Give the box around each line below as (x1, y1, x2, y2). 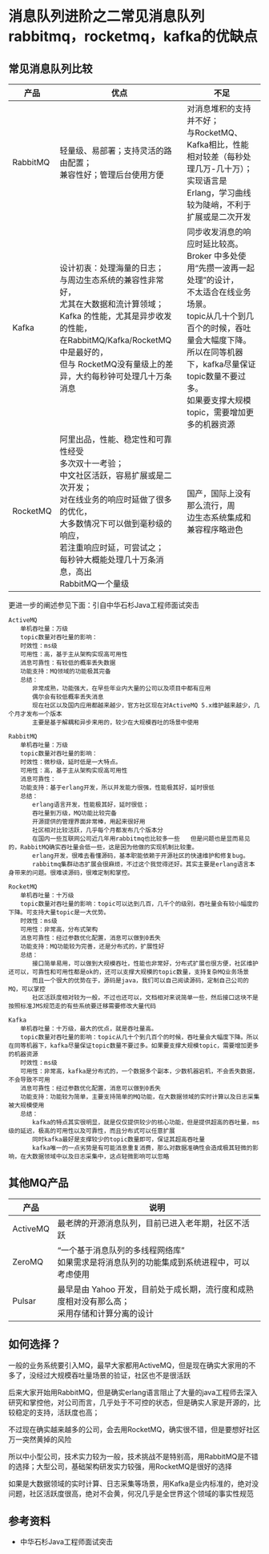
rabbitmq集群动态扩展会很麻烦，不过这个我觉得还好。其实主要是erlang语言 (31, 860, 250, 868)
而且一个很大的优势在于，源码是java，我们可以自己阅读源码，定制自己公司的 (31, 977, 250, 985)
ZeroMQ (12, 1256, 44, 1267)
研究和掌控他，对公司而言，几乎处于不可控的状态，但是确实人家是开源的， (8, 1397, 254, 1407)
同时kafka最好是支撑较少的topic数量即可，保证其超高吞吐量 (31, 1135, 206, 1143)
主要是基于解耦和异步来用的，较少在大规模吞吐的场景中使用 (31, 718, 199, 726)
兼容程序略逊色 (187, 524, 243, 535)
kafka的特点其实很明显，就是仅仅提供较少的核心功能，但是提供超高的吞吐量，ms (31, 1119, 260, 1127)
